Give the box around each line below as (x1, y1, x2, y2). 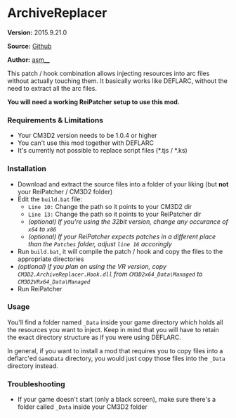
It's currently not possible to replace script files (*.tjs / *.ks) (17, 146, 188, 155)
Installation (7, 164, 47, 174)
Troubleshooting (7, 379, 65, 388)
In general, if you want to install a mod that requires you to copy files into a (7, 346, 223, 355)
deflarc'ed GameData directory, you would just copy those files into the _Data (7, 354, 226, 362)
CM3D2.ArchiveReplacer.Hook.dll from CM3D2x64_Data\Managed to (17, 270, 203, 278)
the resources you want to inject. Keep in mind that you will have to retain (7, 325, 220, 334)
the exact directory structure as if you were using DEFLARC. (7, 333, 181, 341)
